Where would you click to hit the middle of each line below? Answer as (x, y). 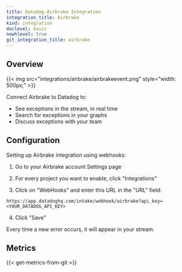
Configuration (33, 140)
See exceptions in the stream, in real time (66, 109)
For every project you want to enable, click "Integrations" (86, 178)
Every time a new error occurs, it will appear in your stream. (80, 229)
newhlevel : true (27, 34)
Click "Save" (30, 217)
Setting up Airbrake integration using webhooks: (66, 155)
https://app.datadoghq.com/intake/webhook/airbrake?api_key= (85, 201)
